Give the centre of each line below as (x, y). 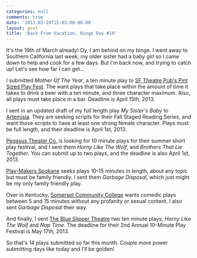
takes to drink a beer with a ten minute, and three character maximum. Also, (98, 93)
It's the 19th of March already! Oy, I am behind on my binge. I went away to (97, 50)
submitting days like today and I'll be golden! (60, 249)
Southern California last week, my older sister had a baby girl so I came (93, 57)
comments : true (25, 17)
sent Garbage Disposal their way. (47, 207)
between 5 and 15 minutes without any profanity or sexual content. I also (94, 201)
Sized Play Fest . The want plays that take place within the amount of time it (97, 87)
